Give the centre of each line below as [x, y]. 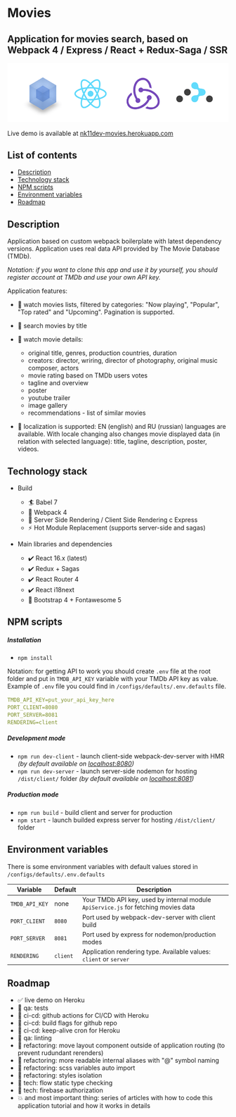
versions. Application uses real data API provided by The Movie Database [113, 249]
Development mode [37, 738]
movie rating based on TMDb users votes [88, 375]
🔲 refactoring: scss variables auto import [76, 1068]
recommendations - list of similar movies [87, 413]
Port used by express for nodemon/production [149, 934]
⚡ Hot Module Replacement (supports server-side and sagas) [117, 528]
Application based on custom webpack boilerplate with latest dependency [114, 242]
